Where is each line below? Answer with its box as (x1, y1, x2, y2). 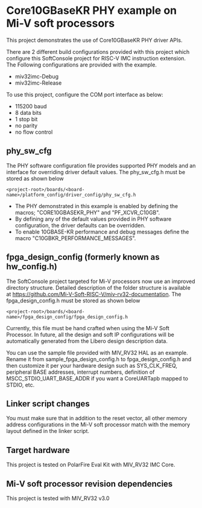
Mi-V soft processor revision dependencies (6, 478, 173, 489)
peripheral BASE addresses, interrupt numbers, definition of (6, 368, 155, 376)
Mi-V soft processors (6, 16, 115, 30)
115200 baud (14, 102, 47, 109)
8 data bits (14, 109, 42, 116)
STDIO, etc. (6, 381, 35, 388)
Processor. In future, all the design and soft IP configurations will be (6, 331, 175, 338)
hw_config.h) (6, 261, 57, 272)
